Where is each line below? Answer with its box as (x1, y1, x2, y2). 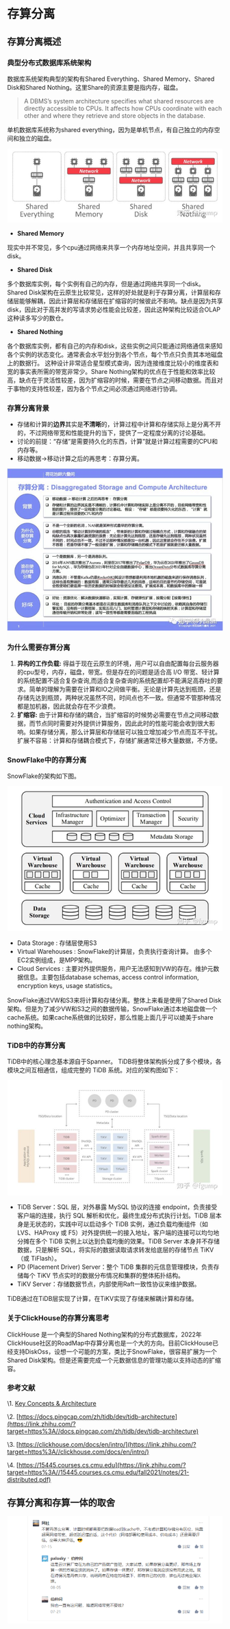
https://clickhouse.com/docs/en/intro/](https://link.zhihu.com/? (18, 1440, 196, 1448)
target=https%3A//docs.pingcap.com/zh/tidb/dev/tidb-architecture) (7, 1427, 199, 1435)
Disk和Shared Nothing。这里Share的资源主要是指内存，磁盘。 (7, 83, 182, 91)
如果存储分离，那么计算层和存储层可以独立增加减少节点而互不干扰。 (29, 728, 221, 736)
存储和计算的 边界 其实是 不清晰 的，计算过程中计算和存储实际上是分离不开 (16, 420, 221, 429)
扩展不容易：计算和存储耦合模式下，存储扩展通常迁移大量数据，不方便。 (16, 737, 221, 745)
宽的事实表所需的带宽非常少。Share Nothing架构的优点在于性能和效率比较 (7, 367, 216, 375)
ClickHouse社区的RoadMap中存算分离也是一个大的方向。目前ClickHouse (7, 1339, 213, 1347)
